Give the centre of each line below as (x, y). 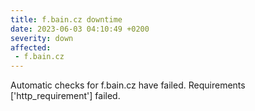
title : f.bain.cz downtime (66, 19)
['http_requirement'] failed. (65, 96)
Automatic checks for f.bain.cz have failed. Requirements (128, 85)
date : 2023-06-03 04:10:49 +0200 (80, 29)
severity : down (42, 38)
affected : (31, 47)
